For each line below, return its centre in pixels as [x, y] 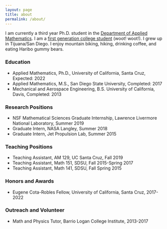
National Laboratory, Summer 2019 [48, 123]
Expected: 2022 [29, 78]
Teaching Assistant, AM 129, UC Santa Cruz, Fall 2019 [68, 158]
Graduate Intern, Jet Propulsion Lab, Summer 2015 [64, 134]
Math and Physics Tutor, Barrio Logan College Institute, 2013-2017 [80, 221]
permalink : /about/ [25, 19]
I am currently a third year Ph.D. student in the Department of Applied [77, 33]
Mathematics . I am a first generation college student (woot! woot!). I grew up [84, 38]
